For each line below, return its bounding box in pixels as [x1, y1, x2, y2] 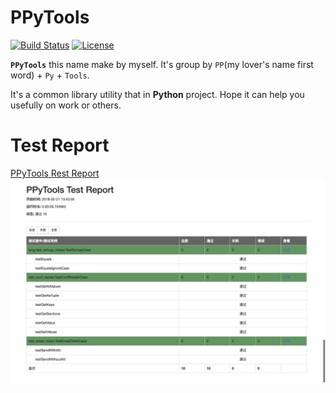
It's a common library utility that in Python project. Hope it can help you [10, 88, 305, 100]
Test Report [10, 134, 110, 157]
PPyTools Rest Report [10, 167, 100, 179]
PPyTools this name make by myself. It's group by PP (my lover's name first [10, 58, 314, 70]
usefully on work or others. [10, 99, 122, 111]
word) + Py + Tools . [10, 69, 90, 81]
